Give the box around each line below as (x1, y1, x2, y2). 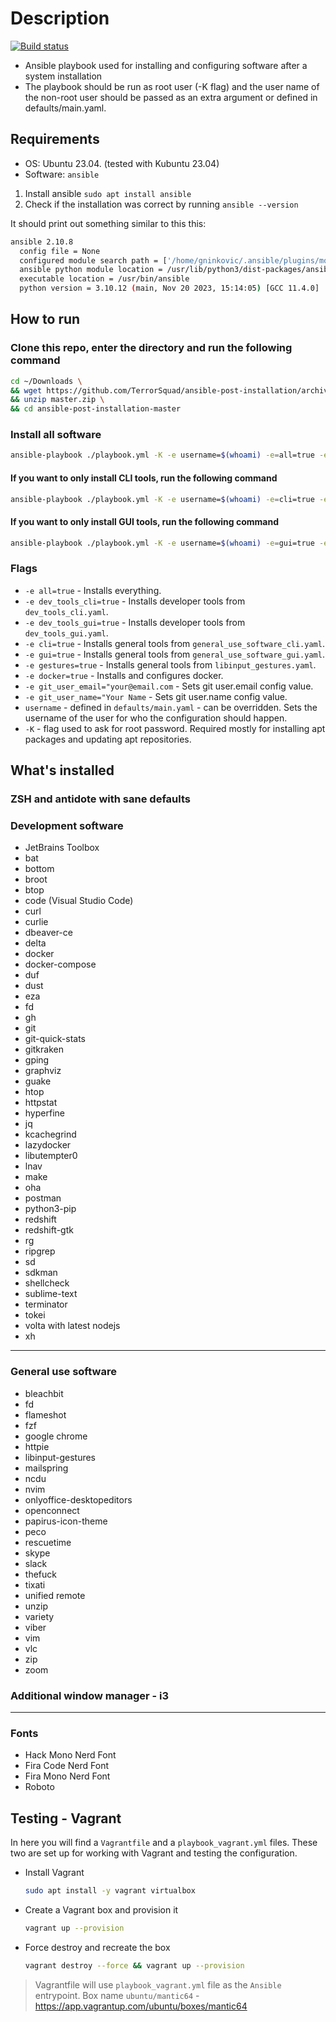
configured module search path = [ (19, 255, 168, 266)
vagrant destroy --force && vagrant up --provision (24, 1960, 245, 1971)
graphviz (24, 1065, 62, 1077)
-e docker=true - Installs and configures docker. (24, 669, 224, 681)
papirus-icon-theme (24, 1515, 108, 1527)
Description (10, 7, 110, 30)
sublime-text (24, 1288, 78, 1300)
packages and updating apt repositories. (24, 733, 192, 745)
